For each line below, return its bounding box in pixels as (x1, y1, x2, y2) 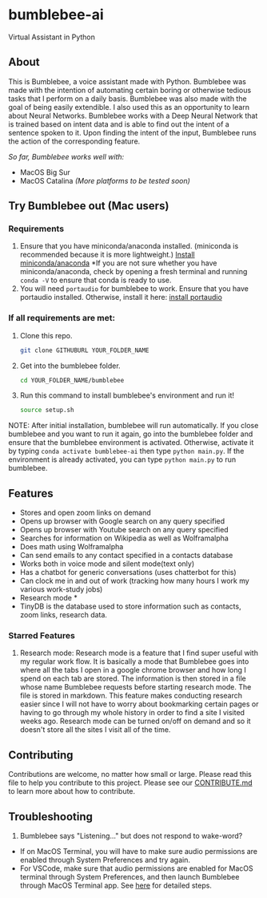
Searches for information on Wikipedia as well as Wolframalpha (19, 533, 229, 543)
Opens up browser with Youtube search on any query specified (19, 525, 229, 535)
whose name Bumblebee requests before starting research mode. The (19, 682, 252, 692)
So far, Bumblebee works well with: (8, 152, 125, 161)
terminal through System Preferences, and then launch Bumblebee (19, 872, 240, 882)
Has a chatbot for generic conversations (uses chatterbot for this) (19, 568, 237, 577)
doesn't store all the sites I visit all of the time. (19, 725, 171, 734)
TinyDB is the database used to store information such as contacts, (19, 601, 241, 611)
